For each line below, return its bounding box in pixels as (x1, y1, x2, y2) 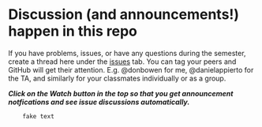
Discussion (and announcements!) (8, 6, 239, 24)
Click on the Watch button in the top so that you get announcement (8, 88, 234, 98)
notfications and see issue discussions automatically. (8, 97, 190, 106)
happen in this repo (8, 22, 138, 40)
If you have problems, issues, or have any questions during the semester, (8, 48, 246, 58)
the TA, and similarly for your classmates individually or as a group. (8, 73, 226, 83)
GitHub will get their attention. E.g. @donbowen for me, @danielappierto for (8, 65, 254, 74)
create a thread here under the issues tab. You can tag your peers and (8, 57, 237, 66)
